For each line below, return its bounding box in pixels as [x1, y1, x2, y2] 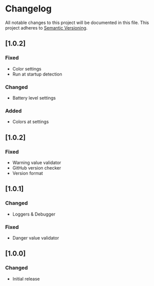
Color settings [12, 65, 41, 71]
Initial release [12, 275, 40, 281]
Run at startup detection [12, 71, 62, 77]
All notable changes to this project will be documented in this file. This [5, 19, 150, 25]
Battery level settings [12, 94, 56, 100]
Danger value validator [12, 234, 59, 240]
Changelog [5, 3, 52, 14]
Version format [12, 170, 43, 176]
